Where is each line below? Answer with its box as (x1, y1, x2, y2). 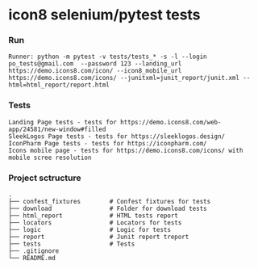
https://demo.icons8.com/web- (119, 118, 222, 126)
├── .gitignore (8, 247, 60, 255)
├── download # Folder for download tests (8, 204, 207, 213)
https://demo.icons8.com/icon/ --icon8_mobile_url (8, 67, 182, 75)
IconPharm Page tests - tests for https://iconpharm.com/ (8, 139, 207, 147)
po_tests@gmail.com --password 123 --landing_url (8, 60, 182, 68)
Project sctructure (8, 172, 81, 183)
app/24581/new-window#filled (8, 125, 106, 133)
